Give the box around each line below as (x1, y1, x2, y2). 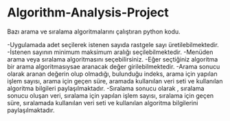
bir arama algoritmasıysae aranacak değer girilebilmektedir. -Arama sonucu (7, 62, 220, 70)
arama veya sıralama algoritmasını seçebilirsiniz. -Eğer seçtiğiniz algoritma (7, 55, 218, 63)
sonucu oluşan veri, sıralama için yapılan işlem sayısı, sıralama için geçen (7, 91, 214, 100)
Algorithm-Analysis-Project (7, 5, 170, 21)
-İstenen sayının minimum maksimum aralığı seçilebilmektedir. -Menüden (7, 48, 214, 56)
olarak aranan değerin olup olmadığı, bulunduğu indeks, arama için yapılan (7, 70, 218, 78)
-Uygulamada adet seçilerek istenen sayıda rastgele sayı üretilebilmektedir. (7, 40, 220, 49)
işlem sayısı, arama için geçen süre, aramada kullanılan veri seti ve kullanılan (7, 77, 223, 85)
